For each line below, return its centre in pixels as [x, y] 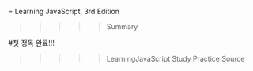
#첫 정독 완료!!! [32, 43]
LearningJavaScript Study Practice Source [176, 59]
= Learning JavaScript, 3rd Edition [64, 11]
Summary [122, 26]
